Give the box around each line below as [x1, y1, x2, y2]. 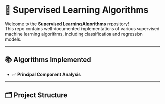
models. [5, 36, 22, 42]
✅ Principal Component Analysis [12, 71, 81, 77]
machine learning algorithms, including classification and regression [5, 31, 143, 37]
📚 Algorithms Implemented [5, 56, 92, 64]
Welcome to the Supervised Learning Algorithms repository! [5, 21, 129, 26]
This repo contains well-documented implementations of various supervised [5, 26, 160, 31]
